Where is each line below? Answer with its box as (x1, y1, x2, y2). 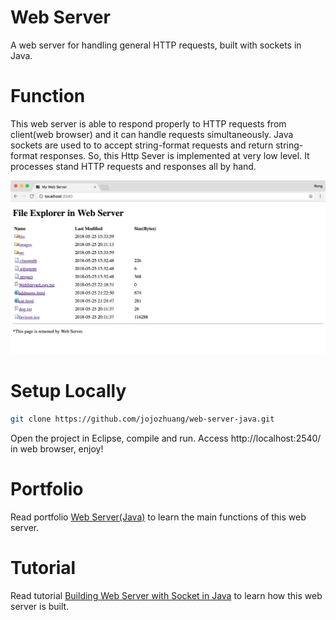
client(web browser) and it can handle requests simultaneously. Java (10, 128, 294, 140)
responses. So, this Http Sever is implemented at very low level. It (39, 149, 310, 161)
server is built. (10, 600, 70, 612)
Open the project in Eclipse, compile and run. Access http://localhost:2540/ (10, 432, 322, 444)
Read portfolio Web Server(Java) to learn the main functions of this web (10, 511, 307, 523)
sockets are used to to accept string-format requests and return (10, 139, 274, 151)
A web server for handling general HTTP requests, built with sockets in (10, 39, 302, 51)
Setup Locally (10, 380, 127, 403)
